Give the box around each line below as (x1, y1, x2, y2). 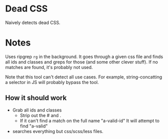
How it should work (5, 93, 67, 102)
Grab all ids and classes (12, 107, 62, 113)
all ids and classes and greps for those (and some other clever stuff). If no (5, 58, 158, 65)
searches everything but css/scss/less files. (12, 128, 104, 134)
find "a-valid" (20, 123, 48, 129)
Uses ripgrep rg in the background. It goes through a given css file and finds (5, 53, 163, 59)
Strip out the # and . (20, 112, 62, 118)
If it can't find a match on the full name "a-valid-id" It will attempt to (20, 117, 159, 123)
